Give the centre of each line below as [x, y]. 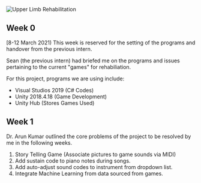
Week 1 [20, 122]
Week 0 [21, 28]
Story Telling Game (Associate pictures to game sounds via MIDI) [95, 154]
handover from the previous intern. [49, 49]
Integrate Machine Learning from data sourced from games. [89, 173]
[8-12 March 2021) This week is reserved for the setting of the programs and [101, 43]
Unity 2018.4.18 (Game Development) [61, 97]
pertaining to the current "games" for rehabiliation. [69, 67]
